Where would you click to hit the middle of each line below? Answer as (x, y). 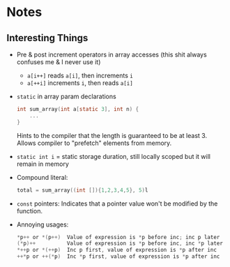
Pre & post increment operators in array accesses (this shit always (112, 54)
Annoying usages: (43, 224)
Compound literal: (42, 177)
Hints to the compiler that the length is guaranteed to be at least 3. (112, 135)
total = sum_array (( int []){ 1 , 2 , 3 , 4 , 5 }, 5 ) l (82, 190)
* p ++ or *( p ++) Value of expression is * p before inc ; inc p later (118, 237)
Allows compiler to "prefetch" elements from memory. (94, 143)
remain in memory (43, 164)
